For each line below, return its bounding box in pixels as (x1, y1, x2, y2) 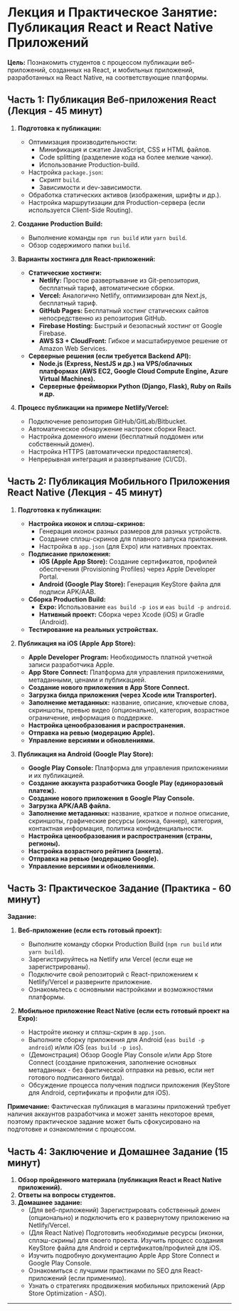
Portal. (38, 572, 59, 581)
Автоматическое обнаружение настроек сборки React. (28, 424, 197, 433)
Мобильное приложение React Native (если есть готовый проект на (17, 1006, 230, 1015)
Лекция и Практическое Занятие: (7, 4, 218, 21)
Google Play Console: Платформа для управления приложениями (28, 763, 228, 772)
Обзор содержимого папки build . (28, 241, 131, 249)
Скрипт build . (38, 175, 81, 184)
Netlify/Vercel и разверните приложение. (28, 978, 152, 986)
